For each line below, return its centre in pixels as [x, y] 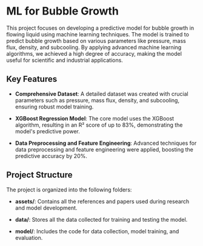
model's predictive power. [48, 131]
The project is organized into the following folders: [69, 190]
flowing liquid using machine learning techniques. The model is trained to [98, 34]
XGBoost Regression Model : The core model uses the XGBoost [95, 118]
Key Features [32, 79]
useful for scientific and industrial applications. [65, 60]
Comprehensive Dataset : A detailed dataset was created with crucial [102, 94]
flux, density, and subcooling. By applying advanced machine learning [94, 47]
